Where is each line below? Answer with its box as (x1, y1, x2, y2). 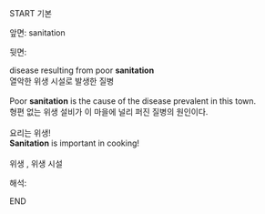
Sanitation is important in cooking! (9, 138, 139, 148)
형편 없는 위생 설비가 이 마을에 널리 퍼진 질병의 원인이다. (9, 107, 209, 117)
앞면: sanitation (9, 27, 66, 38)
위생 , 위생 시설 (9, 158, 64, 168)
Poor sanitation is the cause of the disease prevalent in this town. (9, 96, 257, 107)
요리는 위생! (9, 127, 52, 138)
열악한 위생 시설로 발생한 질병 (9, 76, 115, 87)
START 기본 (9, 8, 53, 18)
